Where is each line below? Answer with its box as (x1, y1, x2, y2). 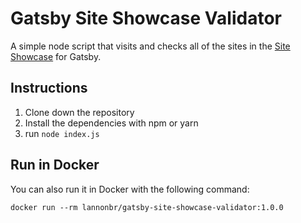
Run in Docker (10, 157, 100, 174)
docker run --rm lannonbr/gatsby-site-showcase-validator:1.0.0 (10, 202, 284, 212)
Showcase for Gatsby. (10, 50, 102, 62)
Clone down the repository (24, 106, 135, 118)
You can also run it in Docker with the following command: (10, 183, 250, 195)
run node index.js (24, 127, 100, 139)
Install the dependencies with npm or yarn (24, 117, 199, 129)
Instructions (10, 80, 88, 97)
